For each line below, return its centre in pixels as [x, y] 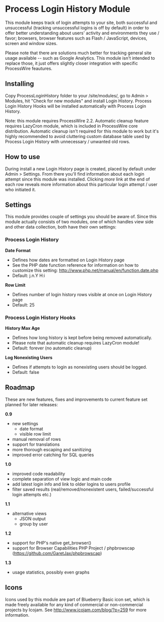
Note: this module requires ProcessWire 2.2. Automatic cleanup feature [77, 120]
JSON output [33, 518]
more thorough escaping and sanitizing [52, 449]
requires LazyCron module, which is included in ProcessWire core [71, 126]
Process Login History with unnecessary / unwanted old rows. [68, 141]
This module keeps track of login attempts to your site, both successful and [81, 23]
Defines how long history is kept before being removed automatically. [82, 337]
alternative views [29, 513]
